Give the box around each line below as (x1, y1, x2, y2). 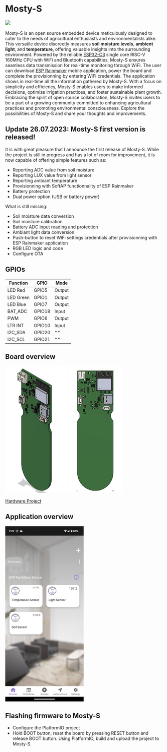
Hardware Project (5, 498, 42, 504)
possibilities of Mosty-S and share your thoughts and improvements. (5, 110, 147, 116)
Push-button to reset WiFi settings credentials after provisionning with (12, 234, 157, 240)
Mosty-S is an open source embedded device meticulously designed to (5, 30, 153, 36)
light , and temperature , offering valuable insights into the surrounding (5, 46, 150, 52)
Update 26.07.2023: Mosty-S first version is (5, 125, 146, 134)
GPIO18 (34, 308, 51, 315)
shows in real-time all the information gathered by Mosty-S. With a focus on (5, 78, 162, 84)
